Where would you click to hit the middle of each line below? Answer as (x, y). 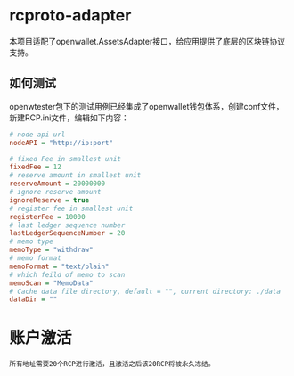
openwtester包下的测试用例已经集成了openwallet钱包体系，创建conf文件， (147, 106)
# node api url (37, 135)
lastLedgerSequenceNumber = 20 (67, 233)
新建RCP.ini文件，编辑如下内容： (69, 118)
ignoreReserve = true (49, 200)
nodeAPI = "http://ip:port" (61, 143)
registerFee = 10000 (48, 217)
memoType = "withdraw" (51, 250)
